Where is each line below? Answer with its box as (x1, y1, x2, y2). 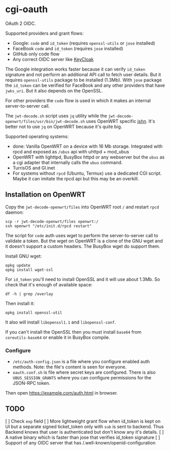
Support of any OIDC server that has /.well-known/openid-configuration (5, 439, 156, 445)
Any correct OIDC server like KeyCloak (12, 56, 94, 62)
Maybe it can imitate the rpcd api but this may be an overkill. (12, 175, 139, 181)
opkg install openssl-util (5, 310, 62, 315)
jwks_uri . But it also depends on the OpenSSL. (5, 87, 103, 93)
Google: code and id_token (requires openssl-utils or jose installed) (12, 40, 156, 46)
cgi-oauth (5, 4, 48, 15)
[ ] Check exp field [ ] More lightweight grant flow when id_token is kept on (5, 418, 161, 424)
